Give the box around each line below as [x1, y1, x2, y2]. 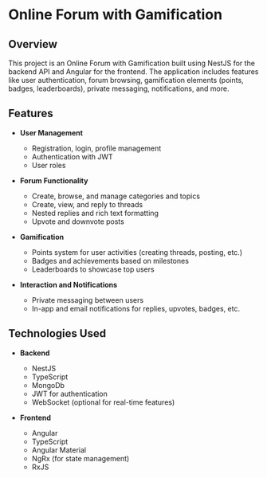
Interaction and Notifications [19, 280, 118, 289]
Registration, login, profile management [31, 143, 162, 153]
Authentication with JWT [31, 151, 113, 161]
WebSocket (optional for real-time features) [31, 397, 175, 407]
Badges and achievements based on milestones [31, 256, 190, 265]
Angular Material [31, 445, 87, 455]
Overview [8, 37, 58, 51]
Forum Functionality [19, 175, 88, 185]
